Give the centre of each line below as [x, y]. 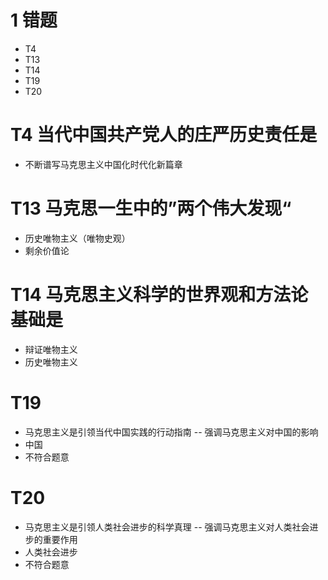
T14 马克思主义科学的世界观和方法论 [159, 295]
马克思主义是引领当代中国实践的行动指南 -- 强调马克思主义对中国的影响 [171, 432]
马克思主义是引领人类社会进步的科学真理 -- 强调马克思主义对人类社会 [167, 527]
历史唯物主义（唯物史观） [77, 238]
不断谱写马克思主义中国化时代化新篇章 [103, 164]
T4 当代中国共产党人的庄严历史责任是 [164, 135]
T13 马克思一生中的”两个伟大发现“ [151, 208]
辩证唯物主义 [51, 349]
